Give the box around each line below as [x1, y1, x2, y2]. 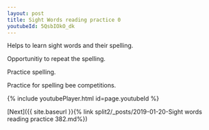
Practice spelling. [7, 68, 56, 76]
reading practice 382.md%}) [7, 115, 88, 123]
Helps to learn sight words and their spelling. [7, 42, 134, 50]
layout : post [7, 10, 45, 17]
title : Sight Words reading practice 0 [7, 16, 121, 23]
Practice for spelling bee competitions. [7, 81, 116, 90]
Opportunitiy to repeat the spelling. [7, 55, 106, 63]
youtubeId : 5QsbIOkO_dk [7, 23, 75, 29]
